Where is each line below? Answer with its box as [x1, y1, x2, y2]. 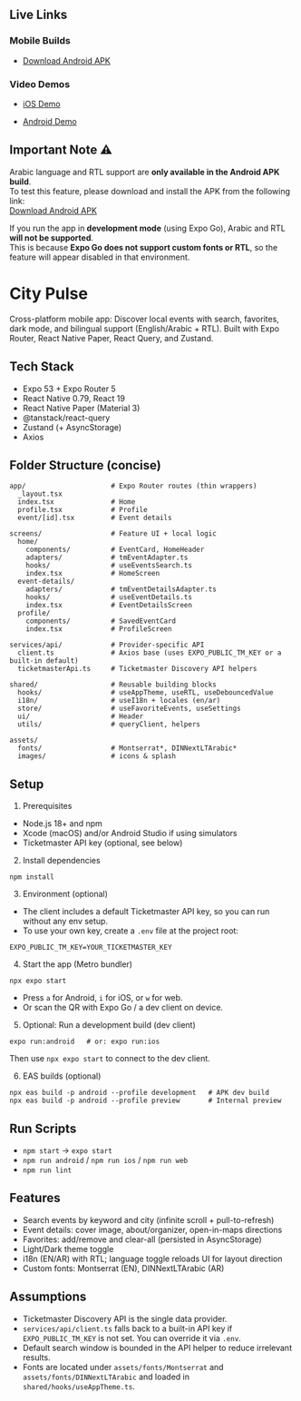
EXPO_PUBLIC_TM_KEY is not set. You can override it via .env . [22, 1332, 242, 1343]
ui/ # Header [17, 712, 144, 721]
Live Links [9, 7, 68, 23]
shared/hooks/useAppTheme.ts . [22, 1380, 136, 1392]
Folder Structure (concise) [9, 458, 161, 473]
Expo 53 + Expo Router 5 [22, 383, 116, 394]
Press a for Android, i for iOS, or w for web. [22, 992, 183, 1003]
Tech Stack [9, 359, 74, 375]
